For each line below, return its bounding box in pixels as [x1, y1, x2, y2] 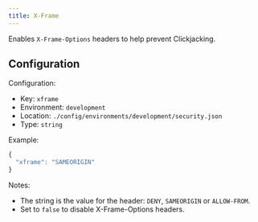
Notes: [8, 180, 31, 190]
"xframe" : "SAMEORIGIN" [15, 158, 95, 166]
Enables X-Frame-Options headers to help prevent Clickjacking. [8, 34, 216, 43]
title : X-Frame [8, 11, 59, 20]
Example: [8, 135, 39, 145]
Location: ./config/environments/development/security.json [19, 111, 223, 121]
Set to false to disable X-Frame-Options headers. [19, 204, 185, 214]
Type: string [19, 120, 63, 129]
